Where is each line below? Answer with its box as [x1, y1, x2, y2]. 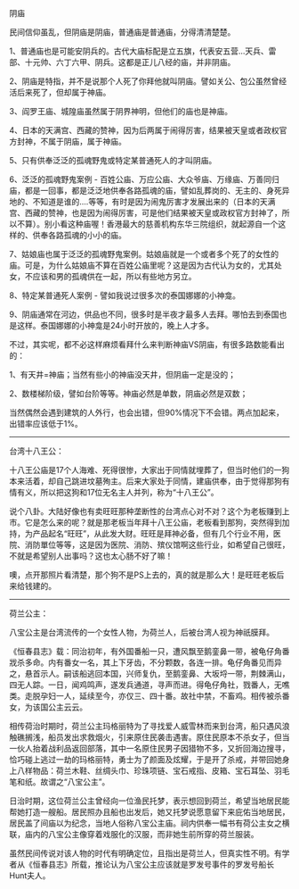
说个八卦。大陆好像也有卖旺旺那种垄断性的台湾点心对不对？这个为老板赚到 [9, 506, 282, 516]
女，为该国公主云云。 [9, 702, 87, 712]
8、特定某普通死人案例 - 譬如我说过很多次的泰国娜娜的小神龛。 [9, 290, 240, 301]
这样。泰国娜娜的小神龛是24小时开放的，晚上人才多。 [16, 320, 214, 330]
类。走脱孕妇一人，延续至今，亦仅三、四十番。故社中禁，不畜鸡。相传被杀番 [9, 691, 290, 701]
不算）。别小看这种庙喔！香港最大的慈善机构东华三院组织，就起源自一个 [16, 219, 279, 229]
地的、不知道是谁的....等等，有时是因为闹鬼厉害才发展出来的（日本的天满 [9, 196, 276, 207]
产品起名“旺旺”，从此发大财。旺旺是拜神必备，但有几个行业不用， [32, 528, 274, 538]
